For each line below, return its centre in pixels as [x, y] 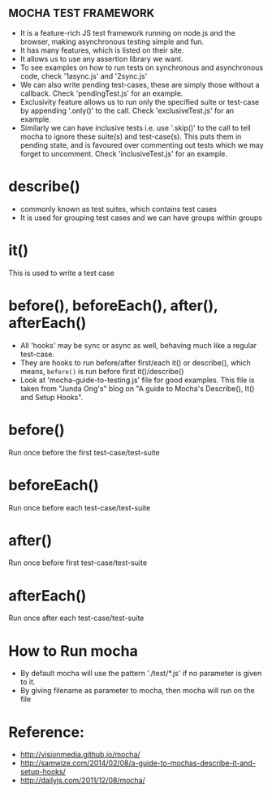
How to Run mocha [73, 651]
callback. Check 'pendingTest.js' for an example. [101, 93]
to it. [28, 682]
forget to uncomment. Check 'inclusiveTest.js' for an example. [123, 153]
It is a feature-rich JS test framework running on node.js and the [127, 32]
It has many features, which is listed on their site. [102, 50]
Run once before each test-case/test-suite [80, 507]
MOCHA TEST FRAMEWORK [82, 13]
